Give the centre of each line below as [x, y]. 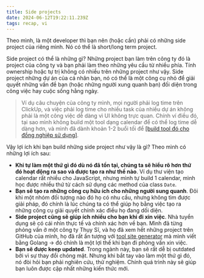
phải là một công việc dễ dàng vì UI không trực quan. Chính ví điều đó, [110, 116]
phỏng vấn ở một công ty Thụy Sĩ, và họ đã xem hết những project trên [104, 230]
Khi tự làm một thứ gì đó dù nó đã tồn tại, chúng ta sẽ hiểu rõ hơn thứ [103, 165]
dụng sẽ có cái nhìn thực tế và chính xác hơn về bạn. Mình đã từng [99, 223]
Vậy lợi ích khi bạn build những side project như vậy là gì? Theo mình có [96, 147]
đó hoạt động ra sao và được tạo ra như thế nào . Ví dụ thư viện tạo [99, 172]
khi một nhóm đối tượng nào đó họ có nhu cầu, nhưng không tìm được [103, 198]
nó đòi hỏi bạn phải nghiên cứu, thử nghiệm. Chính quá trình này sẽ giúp [106, 262]
